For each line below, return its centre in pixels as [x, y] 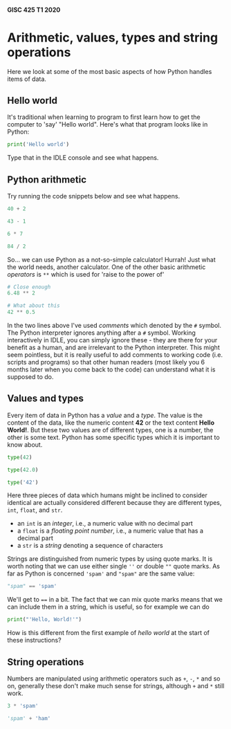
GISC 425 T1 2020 [34, 10]
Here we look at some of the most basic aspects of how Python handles [110, 71]
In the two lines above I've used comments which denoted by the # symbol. [114, 326]
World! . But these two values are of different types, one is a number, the [110, 430]
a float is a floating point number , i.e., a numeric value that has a [110, 531]
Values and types [46, 399]
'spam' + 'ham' [29, 718]
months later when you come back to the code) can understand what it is [111, 369]
